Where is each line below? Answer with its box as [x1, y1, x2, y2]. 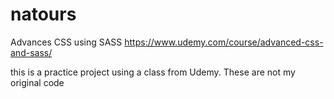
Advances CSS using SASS [10, 36, 123, 48]
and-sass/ [10, 46, 53, 58]
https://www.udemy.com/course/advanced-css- [124, 36, 324, 48]
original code [10, 76, 65, 88]
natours [10, 3, 77, 26]
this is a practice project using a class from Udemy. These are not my [10, 66, 296, 78]
